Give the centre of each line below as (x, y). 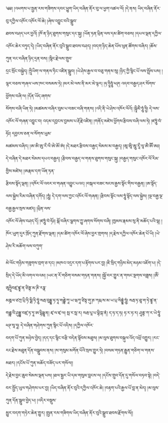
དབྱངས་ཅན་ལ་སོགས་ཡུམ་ (32, 133)
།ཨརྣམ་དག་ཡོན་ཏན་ (39, 171)
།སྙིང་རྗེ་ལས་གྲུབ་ (60, 58)
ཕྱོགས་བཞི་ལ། (16, 96)
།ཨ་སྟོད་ (151, 183)
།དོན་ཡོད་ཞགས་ (39, 96)
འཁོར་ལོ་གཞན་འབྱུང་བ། (24, 121)
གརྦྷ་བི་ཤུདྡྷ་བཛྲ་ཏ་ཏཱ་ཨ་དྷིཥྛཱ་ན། (27, 313)
